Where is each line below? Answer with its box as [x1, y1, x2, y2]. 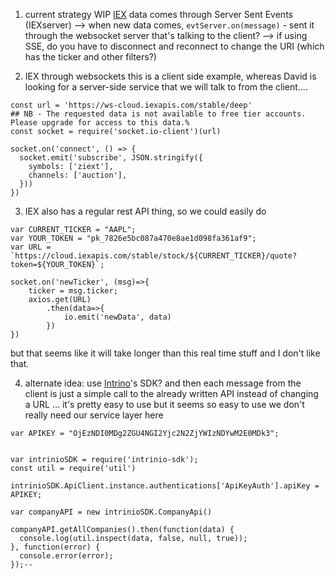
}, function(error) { [10, 542, 101, 552]
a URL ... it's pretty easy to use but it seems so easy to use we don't [24, 399, 305, 410]
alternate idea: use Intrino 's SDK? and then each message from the [24, 377, 302, 389]
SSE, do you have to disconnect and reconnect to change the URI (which [24, 40, 325, 52]
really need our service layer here [24, 409, 164, 421]
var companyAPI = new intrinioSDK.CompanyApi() [10, 507, 213, 517]
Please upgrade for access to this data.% [10, 118, 190, 128]
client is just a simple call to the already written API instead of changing [24, 388, 319, 399]
